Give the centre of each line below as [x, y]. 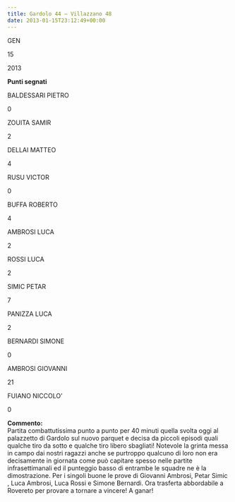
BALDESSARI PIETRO [38, 95]
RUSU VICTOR [28, 177]
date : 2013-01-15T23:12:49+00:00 [56, 20]
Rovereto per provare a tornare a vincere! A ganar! [80, 490]
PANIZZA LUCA [30, 314]
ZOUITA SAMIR [29, 122]
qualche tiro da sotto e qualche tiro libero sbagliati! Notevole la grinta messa [118, 446]
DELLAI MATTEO [32, 149]
